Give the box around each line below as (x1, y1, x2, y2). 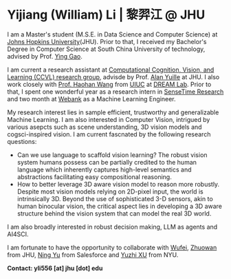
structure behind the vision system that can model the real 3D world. (16, 209, 212, 218)
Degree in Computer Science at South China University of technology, (7, 45, 206, 53)
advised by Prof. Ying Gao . (7, 52, 82, 60)
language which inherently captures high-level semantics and (16, 165, 192, 174)
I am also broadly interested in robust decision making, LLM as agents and (7, 223, 218, 231)
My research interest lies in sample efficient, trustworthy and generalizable (7, 108, 219, 116)
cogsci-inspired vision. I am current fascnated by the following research (7, 130, 211, 138)
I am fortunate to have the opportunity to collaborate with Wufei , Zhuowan (7, 243, 217, 251)
